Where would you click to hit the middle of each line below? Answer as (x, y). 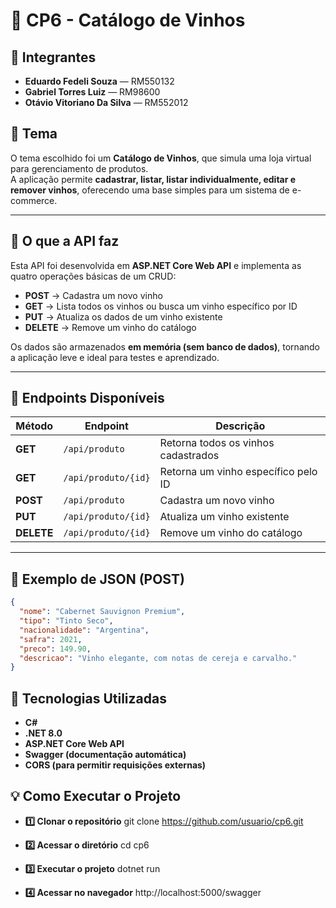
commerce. (34, 200)
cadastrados (189, 456)
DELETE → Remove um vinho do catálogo (110, 327)
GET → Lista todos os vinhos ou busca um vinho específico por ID (161, 306)
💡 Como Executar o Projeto (96, 796)
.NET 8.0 (43, 733)
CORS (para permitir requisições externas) (115, 765)
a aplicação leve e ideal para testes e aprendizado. (115, 357)
